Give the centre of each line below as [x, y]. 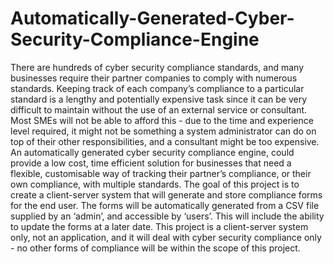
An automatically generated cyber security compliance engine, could [152, 152]
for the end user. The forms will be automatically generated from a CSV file [165, 205]
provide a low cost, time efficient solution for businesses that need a [151, 163]
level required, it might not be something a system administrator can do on [163, 131]
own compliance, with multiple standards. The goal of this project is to [155, 184]
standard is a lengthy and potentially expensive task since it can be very [159, 99]
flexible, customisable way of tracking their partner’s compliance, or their [161, 173]
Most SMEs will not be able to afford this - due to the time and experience [162, 120]
